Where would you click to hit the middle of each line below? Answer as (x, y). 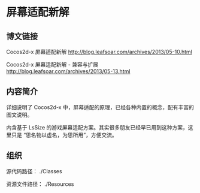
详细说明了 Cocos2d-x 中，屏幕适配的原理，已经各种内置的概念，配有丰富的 (100, 107)
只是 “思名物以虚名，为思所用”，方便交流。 (64, 135)
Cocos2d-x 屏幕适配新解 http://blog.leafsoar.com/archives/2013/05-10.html (99, 52)
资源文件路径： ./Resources (40, 184)
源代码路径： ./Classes (34, 171)
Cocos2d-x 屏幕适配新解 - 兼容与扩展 (52, 64)
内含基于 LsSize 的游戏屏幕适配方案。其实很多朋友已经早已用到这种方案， (97, 127)
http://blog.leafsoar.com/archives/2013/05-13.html (68, 71)
